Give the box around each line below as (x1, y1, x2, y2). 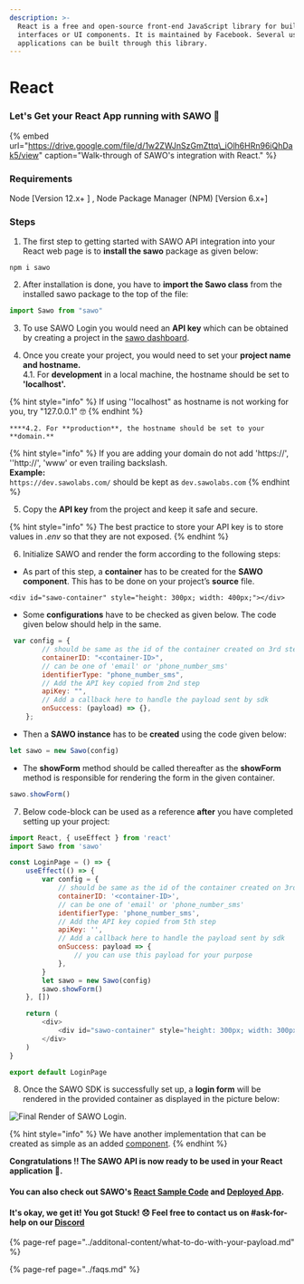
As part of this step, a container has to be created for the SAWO (22, 566, 264, 577)
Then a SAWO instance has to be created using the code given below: (22, 729, 287, 739)
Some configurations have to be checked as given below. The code (22, 609, 277, 621)
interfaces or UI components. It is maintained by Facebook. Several (17, 30, 285, 39)
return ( (25, 1009, 59, 1019)
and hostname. (22, 360, 81, 371)
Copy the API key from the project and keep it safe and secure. (22, 504, 258, 515)
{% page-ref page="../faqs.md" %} (9, 1264, 140, 1275)
